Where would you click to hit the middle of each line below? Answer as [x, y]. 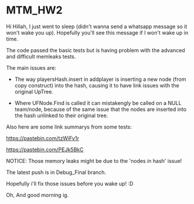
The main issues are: [31, 67]
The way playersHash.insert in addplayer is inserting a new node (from [100, 79]
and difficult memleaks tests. [41, 56]
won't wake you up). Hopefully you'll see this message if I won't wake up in [97, 32]
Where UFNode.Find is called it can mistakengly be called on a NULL [98, 103]
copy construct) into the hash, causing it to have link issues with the [97, 85]
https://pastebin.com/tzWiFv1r [43, 138]
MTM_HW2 [34, 10]
